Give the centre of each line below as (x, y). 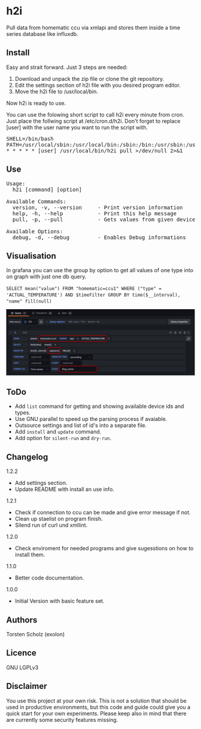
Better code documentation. (49, 578)
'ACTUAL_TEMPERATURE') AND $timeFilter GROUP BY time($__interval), (93, 295)
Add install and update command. (58, 432)
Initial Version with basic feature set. (60, 601)
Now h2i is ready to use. (36, 103)
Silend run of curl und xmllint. (51, 525)
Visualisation (31, 256)
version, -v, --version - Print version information (98, 207)
